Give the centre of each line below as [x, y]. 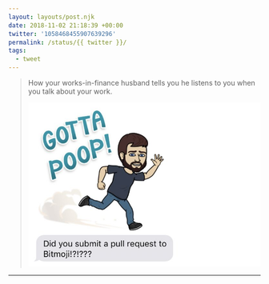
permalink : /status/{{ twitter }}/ [68, 42]
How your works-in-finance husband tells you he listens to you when [142, 83]
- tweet [28, 59]
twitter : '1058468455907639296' [62, 34]
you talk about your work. [70, 91]
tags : [17, 51]
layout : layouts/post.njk [51, 17]
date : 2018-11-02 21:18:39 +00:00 [66, 25]
